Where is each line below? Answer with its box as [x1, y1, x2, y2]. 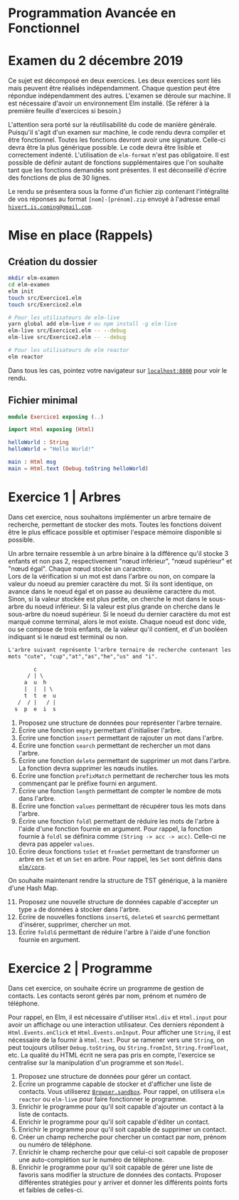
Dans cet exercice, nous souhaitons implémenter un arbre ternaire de [8, 512, 211, 521]
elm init [8, 287, 34, 295]
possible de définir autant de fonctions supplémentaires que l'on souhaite [8, 158, 224, 167]
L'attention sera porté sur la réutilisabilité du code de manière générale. [8, 120, 217, 129]
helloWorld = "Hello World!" [8, 445, 95, 453]
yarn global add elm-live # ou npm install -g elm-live [8, 321, 177, 328]
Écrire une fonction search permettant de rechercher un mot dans [18, 741, 211, 750]
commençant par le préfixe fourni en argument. [18, 779, 157, 787]
